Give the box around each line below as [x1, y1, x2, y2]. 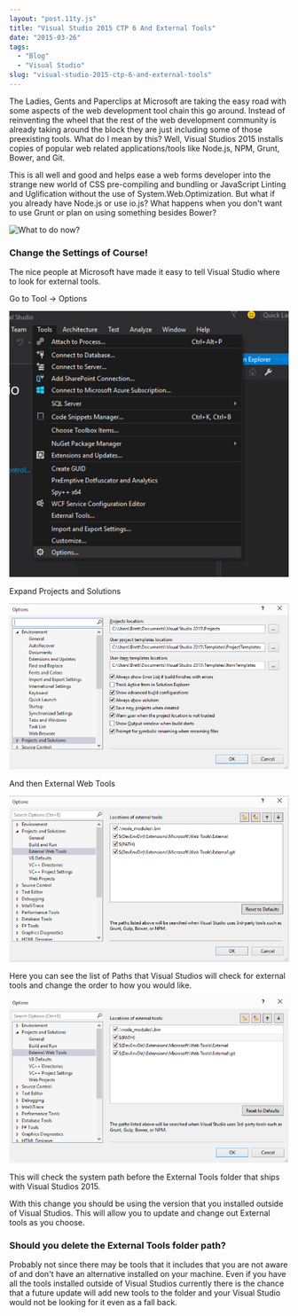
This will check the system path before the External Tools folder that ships [9, 1171, 280, 1182]
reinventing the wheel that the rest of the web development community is [9, 114, 277, 125]
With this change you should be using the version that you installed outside [9, 1198, 284, 1209]
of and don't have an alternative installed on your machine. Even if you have [9, 1269, 286, 1280]
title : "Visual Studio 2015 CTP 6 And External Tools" [9, 23, 216, 33]
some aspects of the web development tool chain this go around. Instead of [9, 105, 286, 115]
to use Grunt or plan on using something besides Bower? [9, 207, 217, 217]
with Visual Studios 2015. [9, 1180, 101, 1192]
